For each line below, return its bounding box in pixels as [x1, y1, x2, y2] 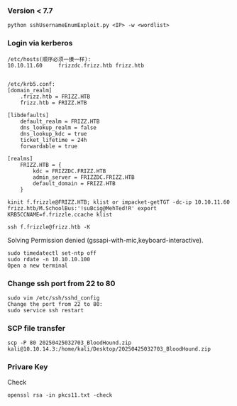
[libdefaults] [7, 111, 50, 119]
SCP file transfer [7, 323, 66, 333]
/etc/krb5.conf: [7, 80, 55, 87]
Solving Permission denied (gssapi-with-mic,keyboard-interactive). [7, 236, 204, 244]
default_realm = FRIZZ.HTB [20, 118, 100, 125]
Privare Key [7, 362, 48, 372]
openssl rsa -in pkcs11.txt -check [7, 392, 113, 399]
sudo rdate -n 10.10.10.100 [7, 256, 91, 263]
